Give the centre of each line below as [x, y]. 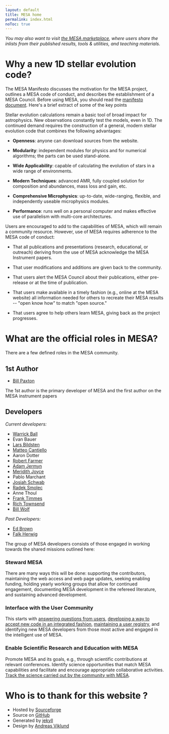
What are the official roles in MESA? [81, 339]
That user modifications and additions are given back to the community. [87, 267]
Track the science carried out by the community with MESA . [68, 675]
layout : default [22, 10]
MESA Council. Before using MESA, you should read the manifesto [74, 100]
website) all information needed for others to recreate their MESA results [88, 298]
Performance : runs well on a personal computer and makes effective [84, 211]
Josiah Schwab [29, 482]
